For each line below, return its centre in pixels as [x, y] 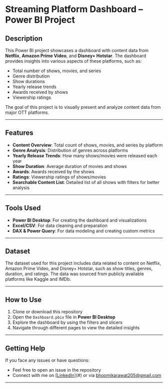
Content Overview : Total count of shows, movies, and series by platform [87, 145]
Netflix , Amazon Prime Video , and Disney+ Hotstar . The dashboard [76, 56]
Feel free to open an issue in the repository [57, 370]
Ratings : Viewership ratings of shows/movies [59, 177]
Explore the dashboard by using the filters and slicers [67, 322]
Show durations [28, 81]
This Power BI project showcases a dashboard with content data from [77, 50]
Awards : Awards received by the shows [53, 171]
